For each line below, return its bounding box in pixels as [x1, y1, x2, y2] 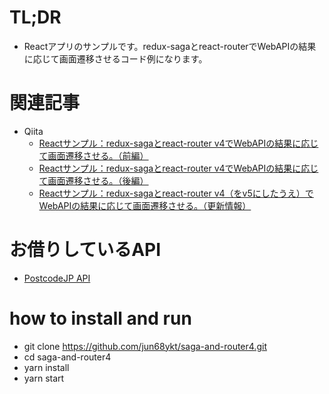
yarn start [23, 372, 65, 384]
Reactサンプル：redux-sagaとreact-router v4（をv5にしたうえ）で [38, 187, 314, 199]
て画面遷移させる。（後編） [38, 174, 149, 186]
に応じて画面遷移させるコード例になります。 [23, 52, 208, 65]
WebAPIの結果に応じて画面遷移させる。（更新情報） [38, 199, 252, 211]
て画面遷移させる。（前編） [38, 149, 149, 161]
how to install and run [9, 307, 192, 330]
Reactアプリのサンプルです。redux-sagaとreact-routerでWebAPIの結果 [23, 40, 317, 52]
